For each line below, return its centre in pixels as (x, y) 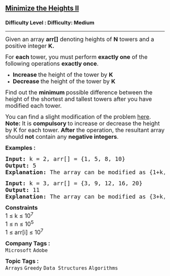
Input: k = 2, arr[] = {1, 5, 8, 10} (65, 159)
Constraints (22, 207)
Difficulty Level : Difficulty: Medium (50, 23)
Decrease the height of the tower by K (64, 81)
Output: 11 (23, 190)
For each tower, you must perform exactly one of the (76, 57)
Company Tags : (28, 243)
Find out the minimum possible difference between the (79, 92)
